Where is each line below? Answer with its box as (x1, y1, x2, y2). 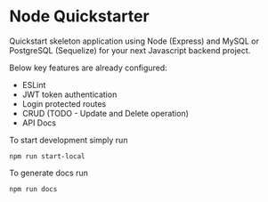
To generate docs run (9, 167, 89, 178)
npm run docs (9, 184, 58, 193)
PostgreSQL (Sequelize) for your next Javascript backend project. (9, 44, 251, 55)
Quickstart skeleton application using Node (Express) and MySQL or (9, 36, 260, 46)
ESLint (21, 79, 46, 90)
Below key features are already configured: (9, 62, 167, 73)
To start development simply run (9, 134, 128, 145)
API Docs (21, 117, 56, 128)
